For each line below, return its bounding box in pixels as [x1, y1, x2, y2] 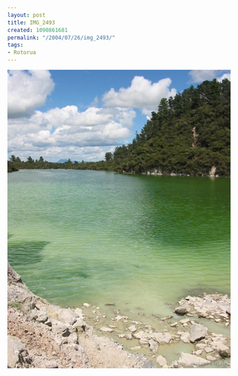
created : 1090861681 [7, 26, 69, 33]
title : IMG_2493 [7, 18, 55, 26]
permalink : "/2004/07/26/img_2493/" [7, 34, 115, 41]
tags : [7, 41, 23, 49]
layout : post [7, 11, 46, 18]
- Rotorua [7, 49, 37, 56]
